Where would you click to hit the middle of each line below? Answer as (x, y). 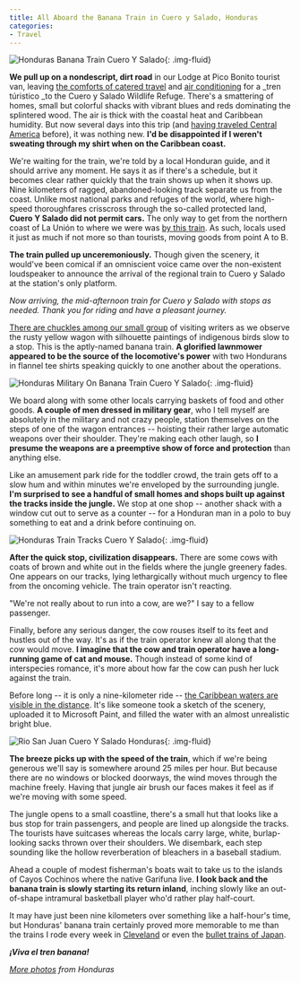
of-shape (26, 899)
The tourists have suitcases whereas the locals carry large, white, (130, 833)
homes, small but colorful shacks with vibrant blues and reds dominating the (150, 106)
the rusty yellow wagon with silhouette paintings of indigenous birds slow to (149, 337)
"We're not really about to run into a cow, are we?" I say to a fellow (132, 604)
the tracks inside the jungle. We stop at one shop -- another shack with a (146, 504)
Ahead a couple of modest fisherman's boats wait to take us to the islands (146, 870)
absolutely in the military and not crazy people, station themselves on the (144, 420)
